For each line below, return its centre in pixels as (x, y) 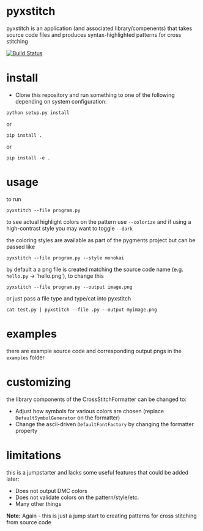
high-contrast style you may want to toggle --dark (70, 228)
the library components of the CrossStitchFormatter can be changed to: (96, 399)
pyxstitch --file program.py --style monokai (65, 258)
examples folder (25, 357)
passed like (21, 246)
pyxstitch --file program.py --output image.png (69, 287)
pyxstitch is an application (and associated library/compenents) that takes (99, 28)
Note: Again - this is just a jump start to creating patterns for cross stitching (102, 516)
